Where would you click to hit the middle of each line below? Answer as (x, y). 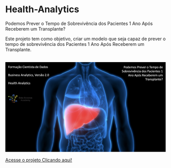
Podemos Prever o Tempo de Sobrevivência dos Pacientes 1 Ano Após (79, 23)
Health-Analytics (42, 9)
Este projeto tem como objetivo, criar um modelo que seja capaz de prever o (85, 39)
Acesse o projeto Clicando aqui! (39, 160)
